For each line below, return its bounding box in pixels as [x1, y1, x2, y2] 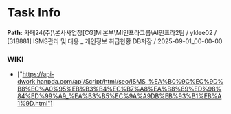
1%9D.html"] [16, 100, 53, 108]
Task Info [7, 5, 61, 21]
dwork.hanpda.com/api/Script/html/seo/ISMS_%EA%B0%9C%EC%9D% [16, 78, 224, 86]
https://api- [22, 70, 55, 78]
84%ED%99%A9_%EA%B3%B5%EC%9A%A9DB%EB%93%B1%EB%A [16, 92, 222, 100]
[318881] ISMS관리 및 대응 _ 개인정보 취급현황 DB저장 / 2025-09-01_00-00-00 [7, 36, 223, 45]
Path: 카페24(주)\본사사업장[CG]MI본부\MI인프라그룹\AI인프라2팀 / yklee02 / [7, 28, 217, 36]
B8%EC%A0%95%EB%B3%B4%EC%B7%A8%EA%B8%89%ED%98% [16, 84, 222, 93]
